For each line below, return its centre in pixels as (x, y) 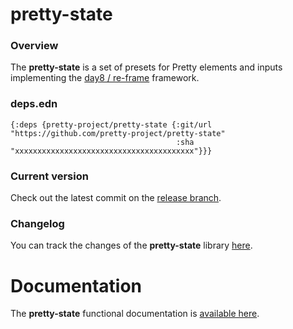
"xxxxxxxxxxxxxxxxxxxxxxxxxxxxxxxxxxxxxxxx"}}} (111, 151)
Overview (34, 46)
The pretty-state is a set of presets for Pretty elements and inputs (146, 67)
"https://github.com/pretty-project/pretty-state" (118, 133)
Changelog (37, 223)
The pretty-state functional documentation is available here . (135, 314)
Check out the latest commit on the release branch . (116, 198)
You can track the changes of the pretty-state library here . (131, 245)
